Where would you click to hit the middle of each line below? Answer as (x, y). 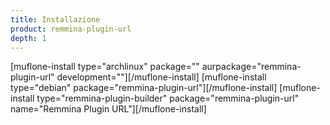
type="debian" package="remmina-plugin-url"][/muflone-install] (144, 88)
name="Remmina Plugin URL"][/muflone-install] (108, 109)
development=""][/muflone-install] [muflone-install (161, 77)
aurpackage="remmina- (251, 67)
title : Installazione (55, 19)
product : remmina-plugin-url (71, 29)
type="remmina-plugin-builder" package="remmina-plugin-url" (168, 98)
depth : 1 (28, 38)
